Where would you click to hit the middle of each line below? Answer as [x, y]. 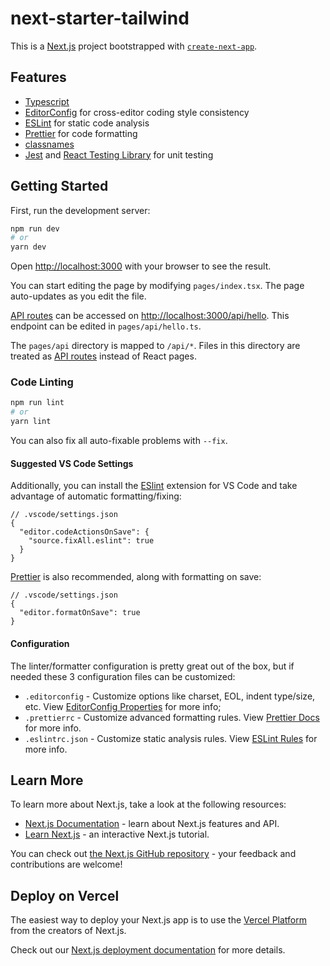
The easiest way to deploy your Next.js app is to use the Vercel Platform [159, 920]
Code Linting [42, 382]
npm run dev [35, 228]
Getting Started [59, 186]
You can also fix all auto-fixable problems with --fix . [119, 441]
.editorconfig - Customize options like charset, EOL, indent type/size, [170, 696]
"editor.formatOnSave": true [80, 613]
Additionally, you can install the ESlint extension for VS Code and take [154, 486]
